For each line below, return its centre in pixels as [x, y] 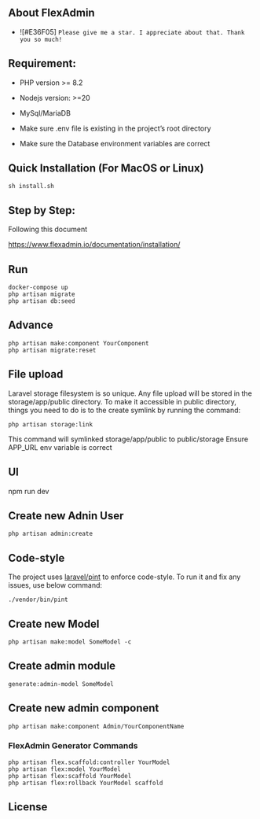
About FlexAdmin [52, 13]
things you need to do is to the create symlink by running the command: [125, 410]
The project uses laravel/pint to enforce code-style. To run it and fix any [125, 577]
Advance [31, 325]
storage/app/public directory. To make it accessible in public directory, [123, 401]
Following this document [48, 229]
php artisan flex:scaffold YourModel [70, 776]
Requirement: [42, 63]
